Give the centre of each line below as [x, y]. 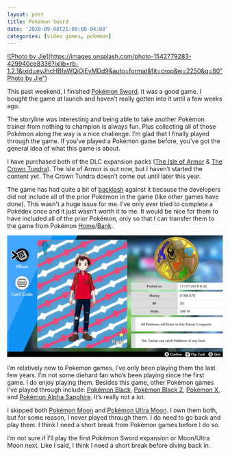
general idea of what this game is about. [64, 149]
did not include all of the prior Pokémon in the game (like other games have [113, 197]
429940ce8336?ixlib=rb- [43, 64]
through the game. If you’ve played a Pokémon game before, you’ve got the [114, 141]
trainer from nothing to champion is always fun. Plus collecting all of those [112, 127]
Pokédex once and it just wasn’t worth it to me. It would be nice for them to [113, 212]
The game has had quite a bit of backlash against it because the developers [114, 190]
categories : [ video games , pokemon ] [59, 36]
